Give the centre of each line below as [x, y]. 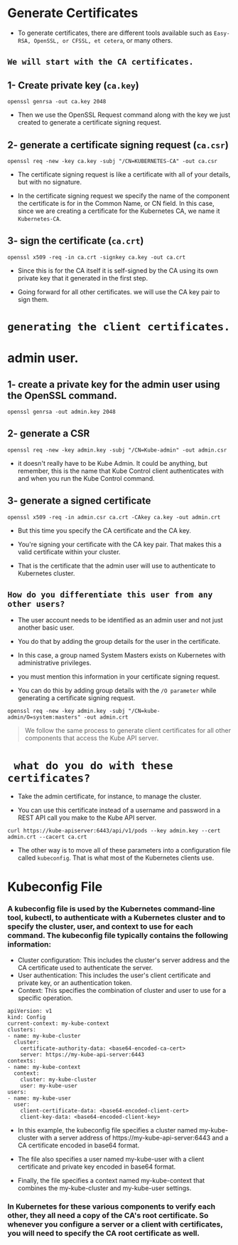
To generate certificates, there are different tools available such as [115, 33]
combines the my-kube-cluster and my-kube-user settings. [104, 1188]
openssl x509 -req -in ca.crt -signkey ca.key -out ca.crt [97, 257]
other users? [36, 604]
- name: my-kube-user [39, 1098]
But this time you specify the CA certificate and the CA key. [104, 530]
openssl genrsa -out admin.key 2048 [61, 412]
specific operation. [45, 998]
